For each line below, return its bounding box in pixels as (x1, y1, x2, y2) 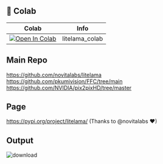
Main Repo (6, 55, 47, 66)
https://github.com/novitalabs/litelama (6, 71, 102, 78)
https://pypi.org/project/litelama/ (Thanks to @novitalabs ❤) (6, 118, 158, 125)
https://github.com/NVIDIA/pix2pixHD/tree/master (6, 84, 132, 91)
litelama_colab (62, 34, 103, 43)
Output (6, 135, 33, 146)
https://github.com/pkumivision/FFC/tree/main (6, 77, 123, 85)
